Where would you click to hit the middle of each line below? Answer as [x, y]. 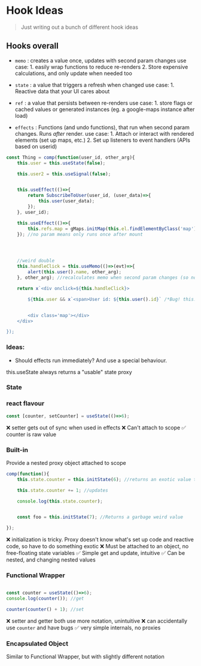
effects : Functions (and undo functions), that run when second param [102, 127]
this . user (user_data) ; [66, 201]
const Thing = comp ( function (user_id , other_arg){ [71, 157]
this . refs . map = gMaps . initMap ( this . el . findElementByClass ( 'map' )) [113, 229]
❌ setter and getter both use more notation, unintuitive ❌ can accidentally [97, 621]
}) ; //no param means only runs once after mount [80, 234]
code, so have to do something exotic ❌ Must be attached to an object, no [98, 546]
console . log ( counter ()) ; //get [45, 599]
